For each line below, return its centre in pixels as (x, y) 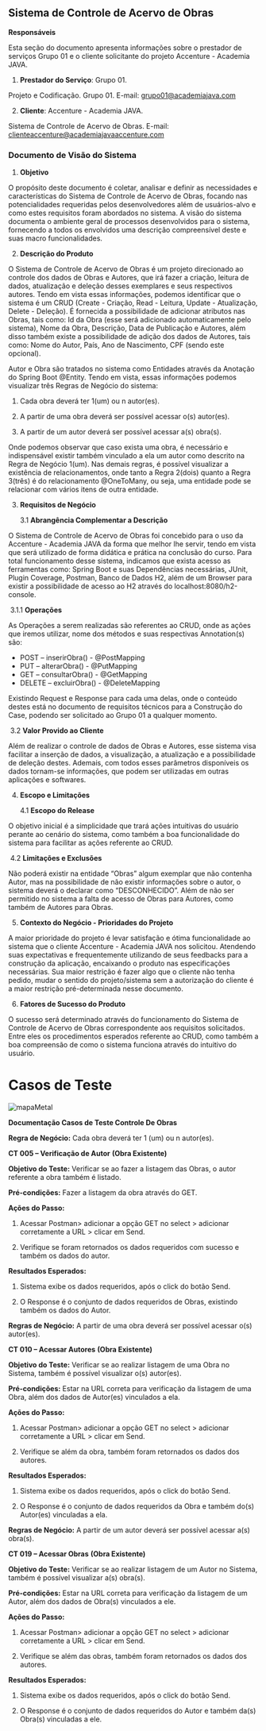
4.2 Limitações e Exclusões (56, 858)
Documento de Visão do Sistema (72, 155)
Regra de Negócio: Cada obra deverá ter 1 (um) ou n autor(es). (111, 1138)
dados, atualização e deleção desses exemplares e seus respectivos (120, 286)
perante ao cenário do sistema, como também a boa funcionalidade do (124, 835)
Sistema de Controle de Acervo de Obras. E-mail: (89, 125)
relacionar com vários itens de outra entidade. (83, 490)
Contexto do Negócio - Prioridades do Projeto (96, 923)
